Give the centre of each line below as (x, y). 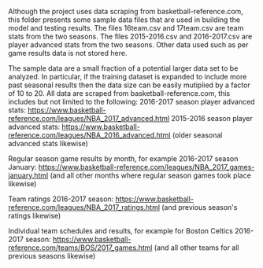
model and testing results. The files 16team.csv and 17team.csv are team (126, 28)
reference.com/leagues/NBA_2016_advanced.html (89, 135)
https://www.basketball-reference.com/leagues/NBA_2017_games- (146, 167)
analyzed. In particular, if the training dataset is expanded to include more (128, 77)
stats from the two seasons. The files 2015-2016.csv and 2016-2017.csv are (130, 36)
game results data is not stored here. (68, 53)
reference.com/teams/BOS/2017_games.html (80, 248)
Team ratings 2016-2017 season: (61, 199)
